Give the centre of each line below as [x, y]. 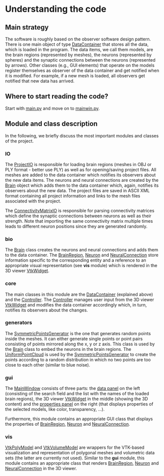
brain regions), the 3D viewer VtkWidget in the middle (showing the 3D [77, 399]
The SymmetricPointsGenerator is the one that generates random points [78, 333]
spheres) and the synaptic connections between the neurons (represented [80, 60]
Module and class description [51, 124]
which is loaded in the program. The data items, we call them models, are [79, 50]
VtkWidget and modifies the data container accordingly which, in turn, [76, 305]
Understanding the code [56, 9]
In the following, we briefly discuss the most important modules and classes [82, 136]
